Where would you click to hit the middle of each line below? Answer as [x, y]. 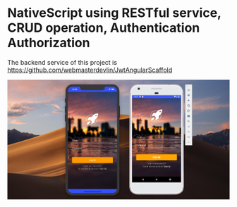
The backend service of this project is [62, 62]
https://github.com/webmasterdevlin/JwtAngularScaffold [90, 70]
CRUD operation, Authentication [104, 28]
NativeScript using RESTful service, [114, 13]
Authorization [49, 43]
